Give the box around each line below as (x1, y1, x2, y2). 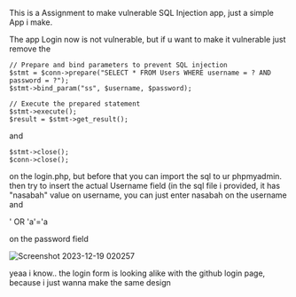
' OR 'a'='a (9, 216, 49, 227)
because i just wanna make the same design (9, 277, 171, 287)
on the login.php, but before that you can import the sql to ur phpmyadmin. (9, 171, 282, 181)
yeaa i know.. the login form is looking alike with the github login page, (9, 268, 266, 278)
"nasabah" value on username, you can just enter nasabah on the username (9, 190, 287, 200)
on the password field (9, 234, 89, 244)
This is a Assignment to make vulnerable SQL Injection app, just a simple (9, 8, 275, 18)
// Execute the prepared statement (9, 99, 141, 108)
